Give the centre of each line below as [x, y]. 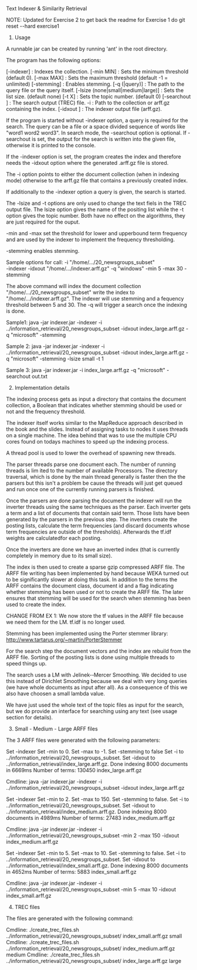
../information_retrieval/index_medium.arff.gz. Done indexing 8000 [86, 812]
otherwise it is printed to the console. [51, 145]
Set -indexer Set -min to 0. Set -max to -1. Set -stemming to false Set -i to [95, 751]
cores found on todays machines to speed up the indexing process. [87, 442]
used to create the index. [36, 604]
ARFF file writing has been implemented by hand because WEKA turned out [97, 573]
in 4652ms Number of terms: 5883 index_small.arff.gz [71, 872]
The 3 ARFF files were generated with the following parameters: [83, 740]
